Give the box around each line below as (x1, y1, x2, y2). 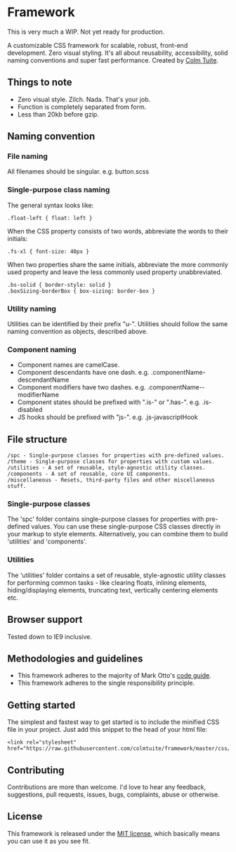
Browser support (7, 614, 83, 626)
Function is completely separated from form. (17, 103, 147, 111)
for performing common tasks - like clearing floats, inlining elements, (7, 578, 207, 587)
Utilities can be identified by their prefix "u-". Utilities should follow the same (7, 320, 228, 328)
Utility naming (7, 304, 56, 314)
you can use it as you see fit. (7, 837, 91, 845)
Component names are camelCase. (17, 361, 120, 369)
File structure (7, 433, 67, 445)
